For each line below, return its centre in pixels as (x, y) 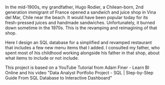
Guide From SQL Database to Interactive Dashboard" (59, 78)
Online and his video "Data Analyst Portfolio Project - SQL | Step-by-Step (79, 73)
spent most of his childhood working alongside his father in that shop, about (82, 53)
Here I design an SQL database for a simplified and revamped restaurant (79, 42)
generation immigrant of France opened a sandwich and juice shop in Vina (81, 12)
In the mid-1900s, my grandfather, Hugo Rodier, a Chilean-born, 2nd (74, 7)
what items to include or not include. (42, 58)
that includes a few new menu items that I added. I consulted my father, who (82, 48)
